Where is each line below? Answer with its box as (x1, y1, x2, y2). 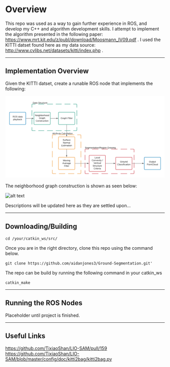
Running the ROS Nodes (5, 298, 82, 308)
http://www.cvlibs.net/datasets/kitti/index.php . (5, 47, 104, 53)
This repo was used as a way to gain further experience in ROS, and (5, 20, 147, 26)
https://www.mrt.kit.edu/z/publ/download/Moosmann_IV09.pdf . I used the (5, 37, 161, 43)
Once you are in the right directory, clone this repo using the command (5, 245, 153, 251)
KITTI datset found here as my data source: (5, 42, 96, 48)
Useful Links (5, 331, 46, 341)
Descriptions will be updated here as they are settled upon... (5, 203, 131, 209)
